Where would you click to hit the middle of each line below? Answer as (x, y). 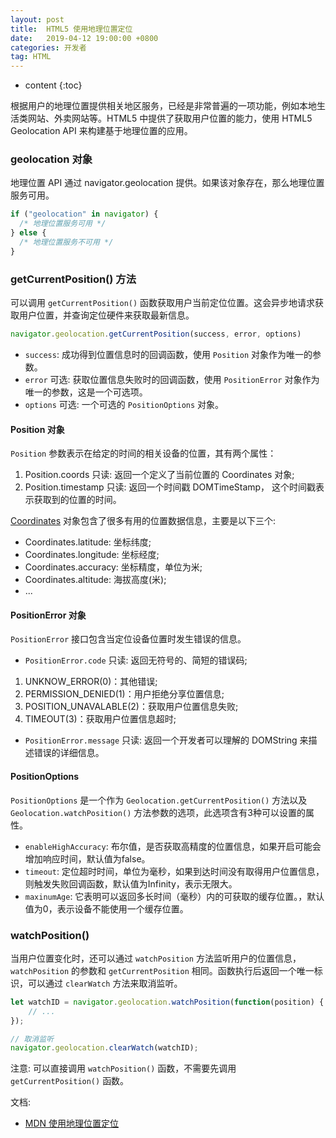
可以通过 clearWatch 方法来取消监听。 (105, 983)
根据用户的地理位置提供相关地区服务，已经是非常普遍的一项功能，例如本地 (163, 106)
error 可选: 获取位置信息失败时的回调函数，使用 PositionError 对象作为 (172, 379)
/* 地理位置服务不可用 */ (66, 242)
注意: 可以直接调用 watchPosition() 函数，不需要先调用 (123, 1068)
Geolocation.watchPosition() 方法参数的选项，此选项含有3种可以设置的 (158, 812)
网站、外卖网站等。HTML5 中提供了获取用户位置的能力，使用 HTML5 (170, 118)
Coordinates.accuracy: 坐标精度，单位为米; (113, 567)
